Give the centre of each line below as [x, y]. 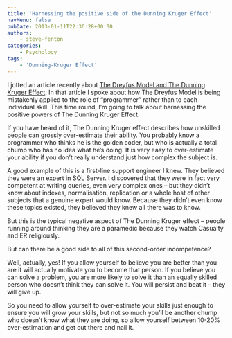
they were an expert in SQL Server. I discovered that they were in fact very [114, 178]
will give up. [24, 292]
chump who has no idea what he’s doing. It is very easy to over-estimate [110, 150]
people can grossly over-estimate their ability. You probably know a [103, 135]
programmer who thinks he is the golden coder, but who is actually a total [112, 142]
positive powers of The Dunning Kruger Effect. [73, 114]
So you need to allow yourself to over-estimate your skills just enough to [110, 305]
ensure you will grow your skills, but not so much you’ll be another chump [112, 312]
